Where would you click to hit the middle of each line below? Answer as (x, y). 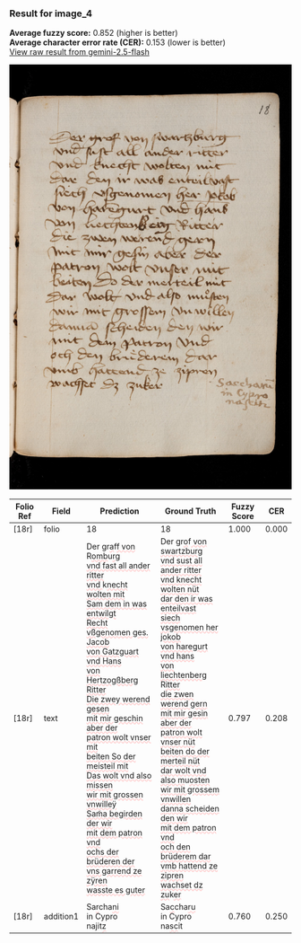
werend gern (184, 704)
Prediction (120, 511)
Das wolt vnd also (119, 775)
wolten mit (106, 594)
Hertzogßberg (112, 680)
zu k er (171, 895)
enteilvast (178, 608)
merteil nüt (180, 761)
